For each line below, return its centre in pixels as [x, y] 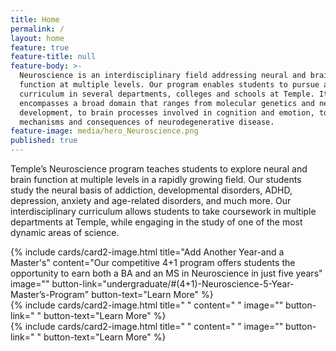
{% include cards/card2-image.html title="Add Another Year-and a [147, 252]
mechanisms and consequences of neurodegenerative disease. [147, 122]
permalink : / [37, 29]
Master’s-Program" [50, 294]
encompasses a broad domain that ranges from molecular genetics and [167, 103]
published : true [44, 141]
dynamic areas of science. [65, 232]
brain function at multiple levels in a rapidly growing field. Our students [156, 179]
